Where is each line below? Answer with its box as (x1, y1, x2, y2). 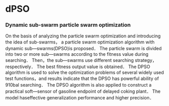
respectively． (5, 63, 36, 70)
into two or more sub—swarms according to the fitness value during (5, 51, 149, 57)
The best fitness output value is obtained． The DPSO (36, 63, 151, 70)
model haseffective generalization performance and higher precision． (5, 95, 154, 101)
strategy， (135, 57, 157, 63)
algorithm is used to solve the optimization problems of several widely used (5, 70, 164, 76)
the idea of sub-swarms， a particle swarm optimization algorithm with (5, 39, 155, 45)
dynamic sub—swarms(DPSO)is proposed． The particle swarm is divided (5, 46, 162, 52)
